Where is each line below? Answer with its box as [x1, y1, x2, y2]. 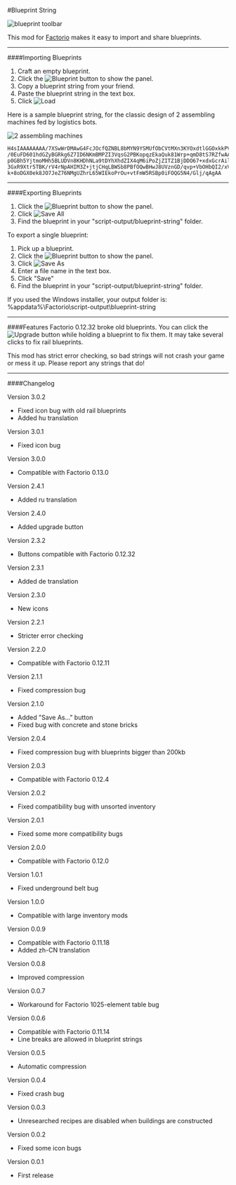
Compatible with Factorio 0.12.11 [17, 659, 110, 667]
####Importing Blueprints [7, 53, 82, 62]
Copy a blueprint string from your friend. [17, 82, 135, 90]
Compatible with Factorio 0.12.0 [17, 857, 109, 865]
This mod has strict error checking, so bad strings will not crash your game [7, 351, 225, 360]
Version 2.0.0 [7, 843, 46, 851]
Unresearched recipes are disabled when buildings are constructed [17, 1117, 213, 1125]
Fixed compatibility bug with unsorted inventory [17, 802, 156, 811]
